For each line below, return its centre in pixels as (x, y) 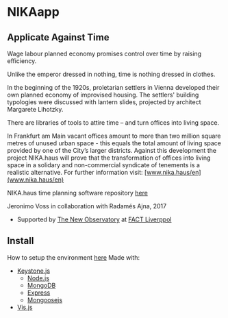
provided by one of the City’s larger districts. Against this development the (112, 150)
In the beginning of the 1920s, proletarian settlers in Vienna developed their (113, 87)
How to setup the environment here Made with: (74, 257)
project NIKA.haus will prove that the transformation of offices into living (109, 158)
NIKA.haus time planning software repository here (78, 193)
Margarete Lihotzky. (35, 109)
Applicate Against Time (58, 37)
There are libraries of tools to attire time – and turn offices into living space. (113, 123)
